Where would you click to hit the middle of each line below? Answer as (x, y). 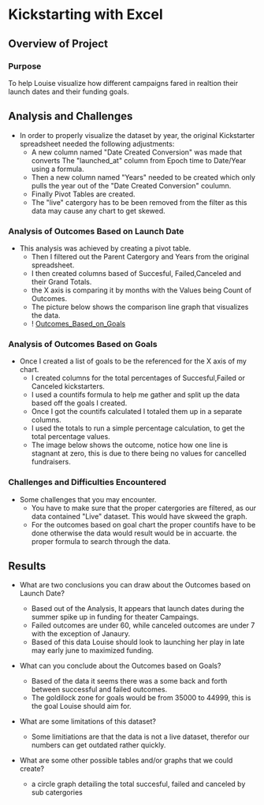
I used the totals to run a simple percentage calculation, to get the (138, 428)
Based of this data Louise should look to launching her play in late (138, 642)
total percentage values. (71, 437)
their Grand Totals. (61, 281)
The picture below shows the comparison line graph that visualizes (140, 307)
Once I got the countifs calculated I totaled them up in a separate (137, 412)
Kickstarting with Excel (86, 15)
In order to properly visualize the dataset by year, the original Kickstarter (137, 135)
